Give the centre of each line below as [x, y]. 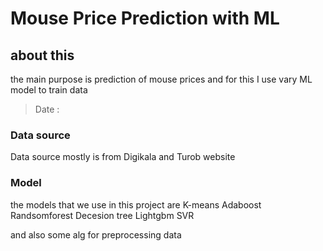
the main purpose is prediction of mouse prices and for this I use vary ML [161, 79]
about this [42, 55]
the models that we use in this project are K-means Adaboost [136, 204]
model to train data [49, 90]
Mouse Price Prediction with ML [145, 18]
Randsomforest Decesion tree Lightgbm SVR [102, 215]
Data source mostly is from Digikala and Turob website [123, 157]
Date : [47, 109]
